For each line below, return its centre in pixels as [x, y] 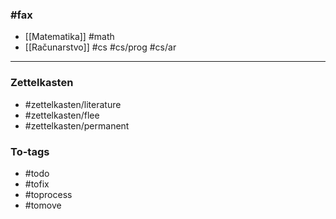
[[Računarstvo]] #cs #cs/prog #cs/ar [100, 47]
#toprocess [48, 194]
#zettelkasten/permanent [77, 125]
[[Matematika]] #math [69, 37]
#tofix [37, 184]
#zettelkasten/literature [73, 104]
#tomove [43, 205]
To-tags [30, 151]
